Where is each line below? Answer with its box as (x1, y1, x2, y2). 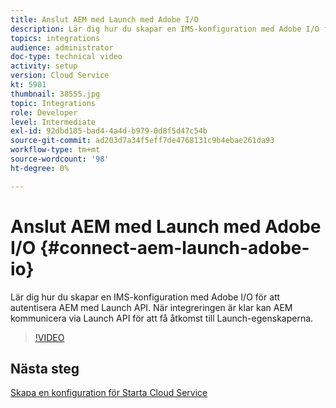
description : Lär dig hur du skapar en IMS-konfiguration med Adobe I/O (10, 24, 320, 34)
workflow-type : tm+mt (10, 145, 101, 155)
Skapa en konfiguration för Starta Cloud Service (10, 387, 208, 399)
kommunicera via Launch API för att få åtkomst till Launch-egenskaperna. (10, 312, 314, 324)
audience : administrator (10, 42, 114, 53)
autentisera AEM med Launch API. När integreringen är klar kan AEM (10, 301, 293, 313)
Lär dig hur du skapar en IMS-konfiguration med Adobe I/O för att (10, 291, 281, 303)
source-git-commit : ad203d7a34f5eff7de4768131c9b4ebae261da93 (10, 136, 275, 146)
